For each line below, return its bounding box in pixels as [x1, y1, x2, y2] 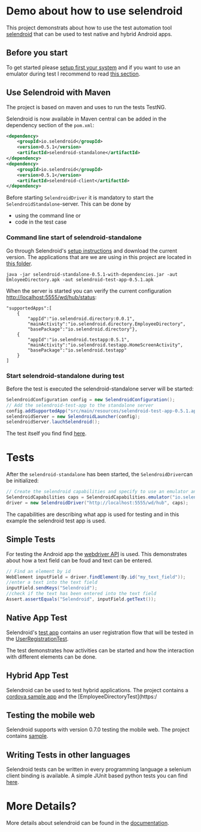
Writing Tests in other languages [6, 750, 130, 760]
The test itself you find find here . [6, 430, 87, 437]
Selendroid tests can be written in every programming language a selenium [6, 766, 191, 773]
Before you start [6, 48, 68, 58]
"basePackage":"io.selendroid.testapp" [28, 347, 127, 353]
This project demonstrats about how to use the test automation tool [6, 24, 172, 31]
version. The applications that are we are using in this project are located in [6, 253, 191, 260]
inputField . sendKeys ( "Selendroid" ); [6, 585, 98, 591]
